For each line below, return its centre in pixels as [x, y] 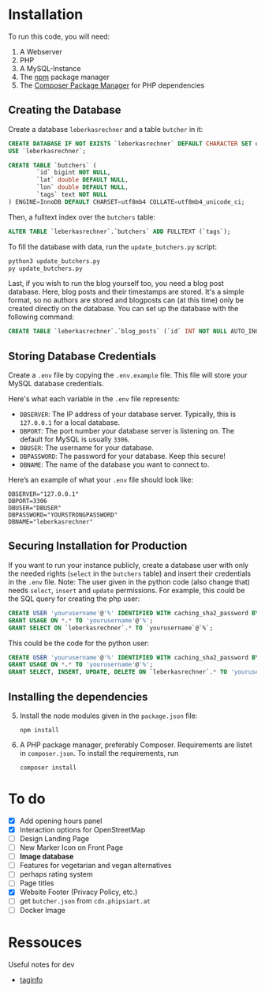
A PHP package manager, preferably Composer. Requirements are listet [136, 745]
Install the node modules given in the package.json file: [108, 716]
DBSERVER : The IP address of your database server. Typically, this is [128, 414]
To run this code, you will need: [59, 36]
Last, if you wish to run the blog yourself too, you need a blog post [116, 284]
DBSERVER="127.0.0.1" [44, 494]
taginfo [31, 979]
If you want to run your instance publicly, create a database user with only [129, 565]
